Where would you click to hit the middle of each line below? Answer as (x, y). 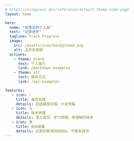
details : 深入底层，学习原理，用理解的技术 (55, 118)
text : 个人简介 (32, 64)
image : (16, 41)
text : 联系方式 (32, 77)
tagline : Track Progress (34, 36)
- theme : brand (29, 59)
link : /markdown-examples (44, 68)
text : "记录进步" (25, 32)
